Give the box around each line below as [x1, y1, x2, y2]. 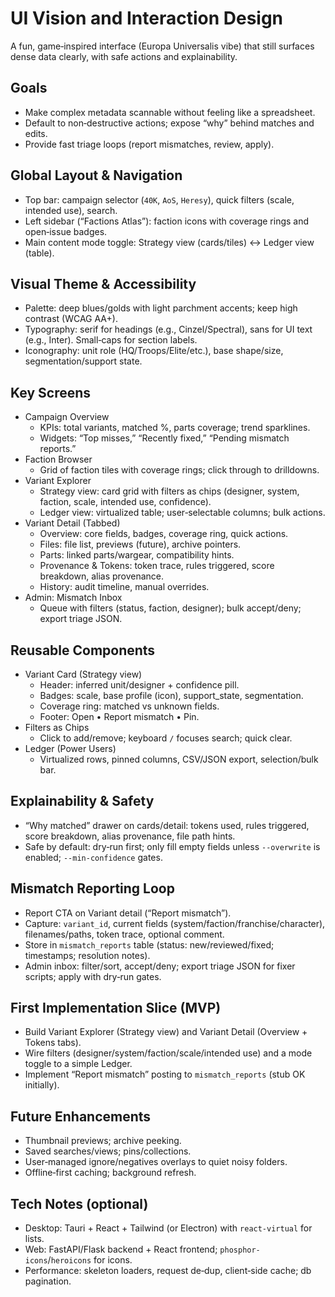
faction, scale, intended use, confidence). [39, 496, 212, 508]
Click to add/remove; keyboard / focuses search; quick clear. [39, 732, 293, 744]
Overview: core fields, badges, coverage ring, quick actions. [39, 528, 289, 540]
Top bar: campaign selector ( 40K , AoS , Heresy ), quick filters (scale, [24, 193, 295, 206]
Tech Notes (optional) [10, 1195, 149, 1212]
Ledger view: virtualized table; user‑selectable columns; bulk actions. [39, 507, 326, 519]
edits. [24, 127, 48, 139]
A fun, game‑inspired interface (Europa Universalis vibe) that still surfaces [10, 40, 315, 52]
